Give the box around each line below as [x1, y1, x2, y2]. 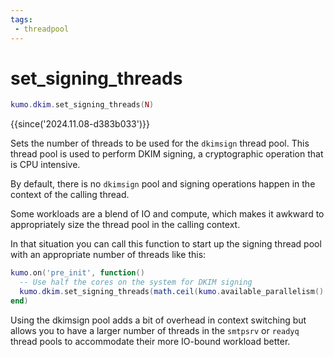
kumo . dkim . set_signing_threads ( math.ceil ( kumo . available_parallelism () [19, 287, 325, 297]
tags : [10, 14, 33, 25]
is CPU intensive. [10, 159, 81, 171]
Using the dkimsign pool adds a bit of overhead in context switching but [10, 314, 307, 326]
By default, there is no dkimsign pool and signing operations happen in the [10, 178, 316, 190]
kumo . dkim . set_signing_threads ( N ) [10, 100, 155, 110]
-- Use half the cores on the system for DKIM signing [19, 277, 253, 288]
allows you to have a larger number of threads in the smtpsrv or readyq [10, 324, 300, 336]
